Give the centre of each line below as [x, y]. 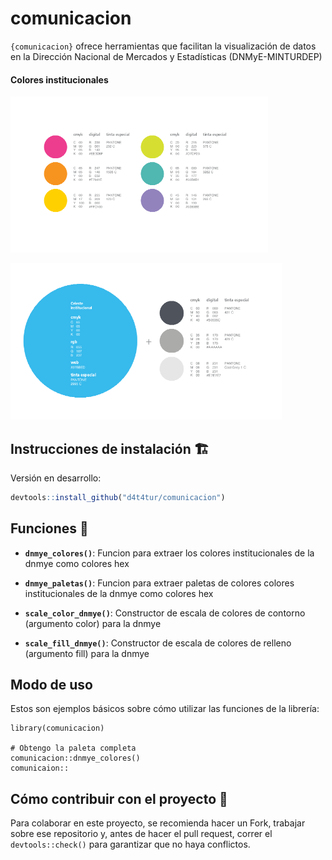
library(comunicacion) [57, 728]
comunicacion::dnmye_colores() [75, 758]
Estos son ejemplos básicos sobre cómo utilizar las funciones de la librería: [165, 709]
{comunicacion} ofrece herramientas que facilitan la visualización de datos [163, 46]
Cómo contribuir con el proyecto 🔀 [119, 798]
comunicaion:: [40, 768]
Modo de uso [51, 685]
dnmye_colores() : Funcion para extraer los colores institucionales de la [169, 553]
